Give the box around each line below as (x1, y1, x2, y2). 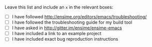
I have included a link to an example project (11, 31, 101, 37)
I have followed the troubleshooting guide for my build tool (11, 19, 132, 25)
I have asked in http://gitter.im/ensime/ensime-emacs (11, 25, 122, 31)
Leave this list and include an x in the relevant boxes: (4, 4, 113, 10)
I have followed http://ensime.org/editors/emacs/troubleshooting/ (11, 14, 147, 19)
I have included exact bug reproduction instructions (11, 36, 118, 42)
